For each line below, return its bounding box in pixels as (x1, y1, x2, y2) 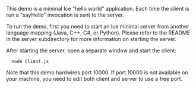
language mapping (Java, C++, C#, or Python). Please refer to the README (6, 29, 191, 36)
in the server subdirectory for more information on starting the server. (6, 36, 177, 42)
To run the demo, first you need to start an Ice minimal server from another (6, 23, 189, 30)
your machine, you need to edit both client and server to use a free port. (6, 76, 183, 82)
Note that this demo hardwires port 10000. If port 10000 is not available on (6, 69, 188, 76)
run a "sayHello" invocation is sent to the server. (6, 11, 125, 18)
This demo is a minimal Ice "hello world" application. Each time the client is (6, 5, 189, 12)
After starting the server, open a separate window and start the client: (6, 47, 176, 54)
